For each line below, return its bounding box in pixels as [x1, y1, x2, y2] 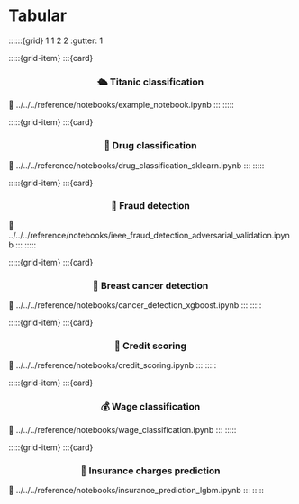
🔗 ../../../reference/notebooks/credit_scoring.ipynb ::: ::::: [8, 360, 217, 371]
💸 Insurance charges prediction [79, 464, 222, 477]
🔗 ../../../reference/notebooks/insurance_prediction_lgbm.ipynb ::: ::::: [8, 485, 265, 496]
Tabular [8, 5, 68, 26]
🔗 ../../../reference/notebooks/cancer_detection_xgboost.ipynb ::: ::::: [8, 300, 262, 310]
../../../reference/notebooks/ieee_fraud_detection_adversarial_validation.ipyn [8, 229, 290, 240]
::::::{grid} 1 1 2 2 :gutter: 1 [8, 35, 104, 46]
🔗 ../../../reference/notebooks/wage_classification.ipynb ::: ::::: [8, 424, 237, 435]
